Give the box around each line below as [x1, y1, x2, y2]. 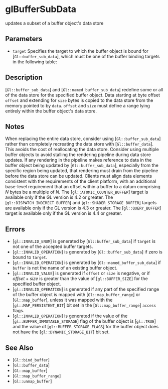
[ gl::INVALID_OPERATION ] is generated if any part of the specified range [12, 286, 159, 292]
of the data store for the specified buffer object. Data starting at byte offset [5, 92, 160, 98]
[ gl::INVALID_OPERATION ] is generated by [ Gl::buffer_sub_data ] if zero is [12, 249, 163, 255]
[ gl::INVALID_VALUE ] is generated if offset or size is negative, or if [12, 270, 150, 277]
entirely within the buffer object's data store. [5, 108, 97, 114]
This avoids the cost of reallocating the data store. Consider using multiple [5, 147, 159, 153]
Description [5, 73, 43, 82]
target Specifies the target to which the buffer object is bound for [12, 48, 149, 54]
